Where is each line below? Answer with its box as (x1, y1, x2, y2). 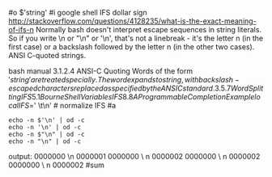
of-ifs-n (8, 25, 34, 34)
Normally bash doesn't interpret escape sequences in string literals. (35, 25, 261, 34)
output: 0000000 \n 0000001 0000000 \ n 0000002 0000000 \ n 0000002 (8, 152, 261, 161)
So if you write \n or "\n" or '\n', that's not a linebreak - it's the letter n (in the (8, 33, 264, 43)
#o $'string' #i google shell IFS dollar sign (8, 8, 147, 17)
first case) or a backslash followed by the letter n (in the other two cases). (8, 42, 255, 52)
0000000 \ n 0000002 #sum (8, 160, 105, 170)
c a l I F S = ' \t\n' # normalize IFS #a (8, 101, 117, 110)
